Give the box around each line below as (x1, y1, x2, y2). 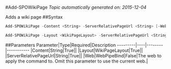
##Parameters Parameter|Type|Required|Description (5, 42, 116, 48)
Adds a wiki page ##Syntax (5, 14, 63, 20)
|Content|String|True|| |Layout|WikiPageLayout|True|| (30, 47, 144, 53)
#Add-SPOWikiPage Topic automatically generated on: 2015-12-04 (5, 5, 147, 10)
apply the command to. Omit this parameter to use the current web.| (5, 58, 148, 64)
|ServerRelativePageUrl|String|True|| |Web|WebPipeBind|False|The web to (5, 52, 162, 58)
